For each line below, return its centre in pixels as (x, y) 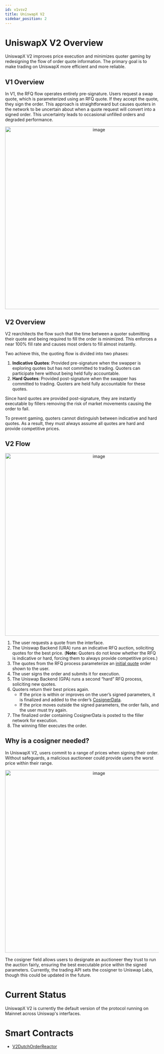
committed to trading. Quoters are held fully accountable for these (79, 384)
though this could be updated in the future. (48, 975)
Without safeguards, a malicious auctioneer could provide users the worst (79, 758)
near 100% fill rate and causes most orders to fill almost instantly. (71, 344)
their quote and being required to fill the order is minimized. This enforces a (81, 339)
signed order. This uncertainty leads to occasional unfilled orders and (75, 115)
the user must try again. (43, 710)
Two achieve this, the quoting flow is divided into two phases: (67, 353)
